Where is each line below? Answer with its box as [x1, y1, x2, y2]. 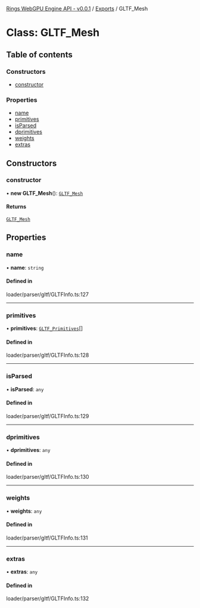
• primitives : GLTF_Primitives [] [6, 325, 83, 332]
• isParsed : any [6, 385, 44, 392]
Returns [6, 203, 27, 210]
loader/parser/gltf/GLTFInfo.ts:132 [6, 595, 89, 602]
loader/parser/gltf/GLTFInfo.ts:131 [6, 534, 88, 541]
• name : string [6, 264, 44, 271]
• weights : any [6, 507, 42, 515]
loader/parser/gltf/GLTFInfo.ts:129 [6, 412, 89, 419]
